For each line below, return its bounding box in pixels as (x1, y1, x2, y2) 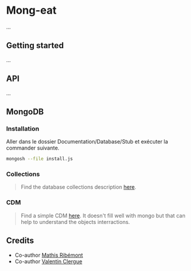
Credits (6, 236, 35, 246)
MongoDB (6, 107, 44, 117)
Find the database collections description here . (20, 183, 137, 191)
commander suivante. (6, 144, 60, 152)
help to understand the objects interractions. (20, 218, 130, 225)
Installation (6, 124, 40, 133)
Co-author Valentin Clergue (14, 257, 83, 265)
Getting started (6, 41, 64, 51)
